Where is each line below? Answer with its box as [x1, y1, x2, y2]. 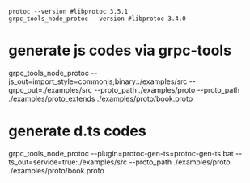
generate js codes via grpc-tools [8, 41, 232, 60]
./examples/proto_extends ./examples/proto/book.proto [8, 94, 193, 103]
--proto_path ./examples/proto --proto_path [94, 85, 240, 94]
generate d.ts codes [8, 122, 147, 140]
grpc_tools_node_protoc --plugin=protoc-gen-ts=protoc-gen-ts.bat [8, 148, 235, 158]
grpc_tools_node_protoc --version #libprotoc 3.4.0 [8, 15, 186, 23]
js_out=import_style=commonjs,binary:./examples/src [8, 77, 188, 86]
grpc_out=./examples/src [8, 85, 93, 94]
